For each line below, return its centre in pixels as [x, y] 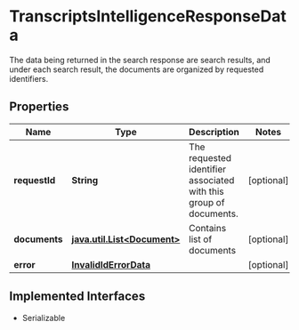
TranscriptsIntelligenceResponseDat [148, 16]
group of [206, 202]
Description [214, 132]
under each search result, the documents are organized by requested [137, 69]
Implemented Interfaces [77, 297]
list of [200, 239]
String [85, 180]
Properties [39, 107]
